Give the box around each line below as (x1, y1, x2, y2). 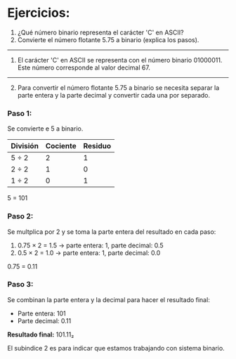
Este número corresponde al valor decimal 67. (17, 63, 151, 72)
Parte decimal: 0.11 (17, 316, 72, 325)
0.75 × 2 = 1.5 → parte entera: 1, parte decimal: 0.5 (17, 241, 164, 249)
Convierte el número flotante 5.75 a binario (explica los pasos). (17, 35, 199, 44)
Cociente (45, 141, 77, 151)
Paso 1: (7, 108, 32, 118)
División (11, 141, 39, 151)
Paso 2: (7, 211, 34, 221)
